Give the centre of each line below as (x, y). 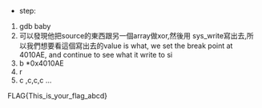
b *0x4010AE (42, 63)
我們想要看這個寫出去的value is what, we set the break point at (129, 46)
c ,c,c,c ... (35, 80)
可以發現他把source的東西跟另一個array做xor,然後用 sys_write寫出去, (133, 36)
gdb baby (35, 26)
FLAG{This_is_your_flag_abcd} (58, 96)
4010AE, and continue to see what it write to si (96, 55)
